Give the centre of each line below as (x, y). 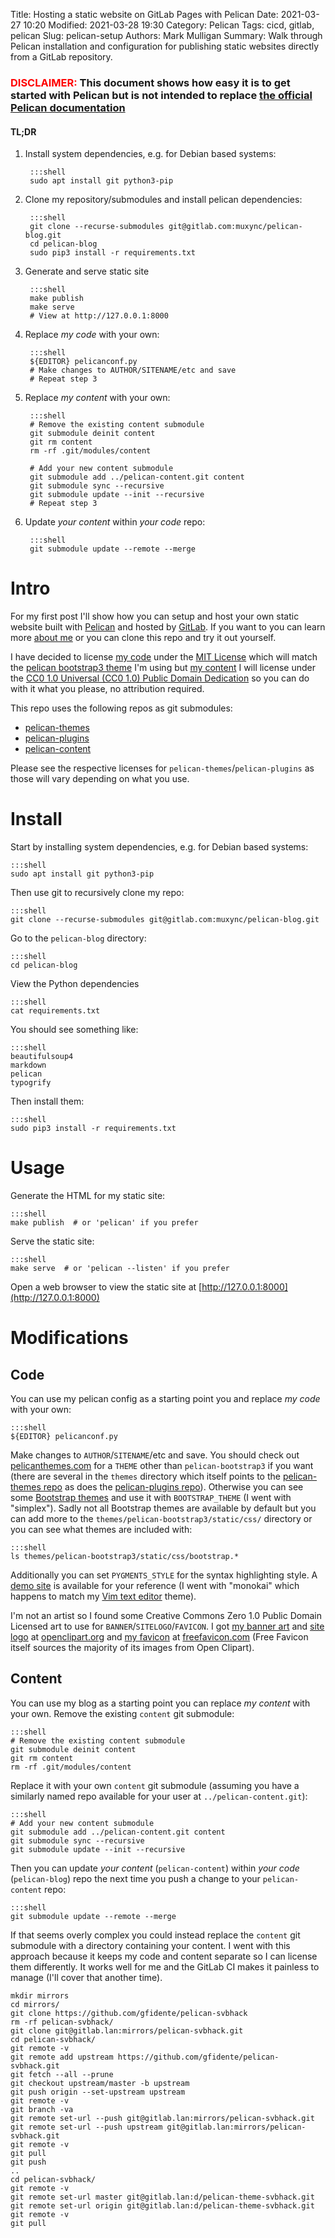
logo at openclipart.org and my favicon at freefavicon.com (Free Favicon (159, 1636)
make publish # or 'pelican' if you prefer (104, 1222)
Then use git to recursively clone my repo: (97, 892)
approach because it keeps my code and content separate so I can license (164, 1956)
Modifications (69, 1338)
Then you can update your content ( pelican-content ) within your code (155, 1868)
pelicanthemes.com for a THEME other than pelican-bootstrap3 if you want (162, 1465)
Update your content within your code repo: (115, 522)
